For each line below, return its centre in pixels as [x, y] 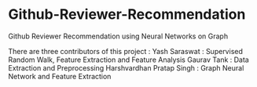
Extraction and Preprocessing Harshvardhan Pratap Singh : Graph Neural [126, 67]
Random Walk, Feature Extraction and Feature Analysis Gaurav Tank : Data [128, 60]
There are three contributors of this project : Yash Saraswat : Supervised [126, 51]
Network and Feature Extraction [60, 76]
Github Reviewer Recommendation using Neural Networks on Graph [118, 36]
